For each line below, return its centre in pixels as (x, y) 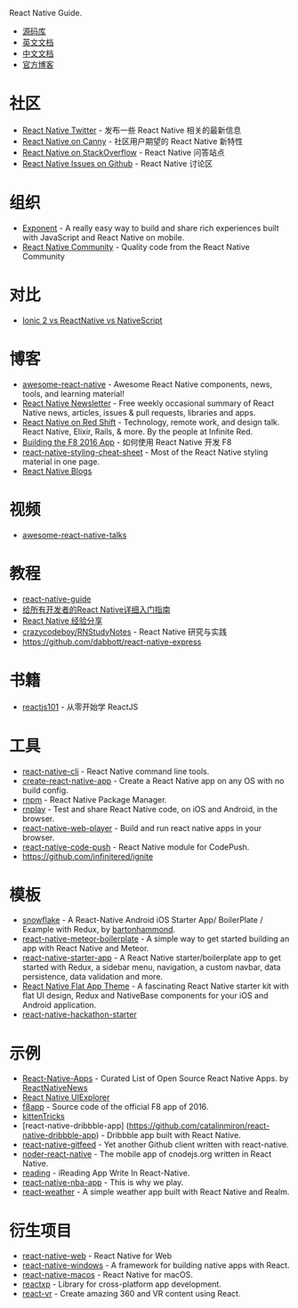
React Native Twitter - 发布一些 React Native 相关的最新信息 (132, 130)
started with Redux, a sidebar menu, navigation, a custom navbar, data (151, 967)
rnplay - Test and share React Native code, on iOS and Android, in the (150, 809)
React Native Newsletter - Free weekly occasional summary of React (148, 403)
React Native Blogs (57, 471)
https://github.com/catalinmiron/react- (199, 1126)
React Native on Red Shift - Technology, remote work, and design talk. (151, 422)
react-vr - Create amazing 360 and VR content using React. (131, 1294)
